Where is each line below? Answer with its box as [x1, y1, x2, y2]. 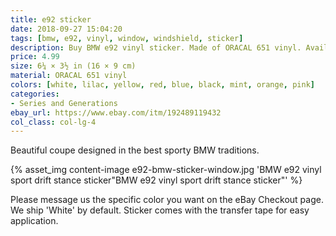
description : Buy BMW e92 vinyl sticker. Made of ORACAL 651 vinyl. [10, 42, 302, 53]
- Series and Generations [10, 98, 118, 108]
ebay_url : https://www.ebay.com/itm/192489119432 [10, 107, 222, 118]
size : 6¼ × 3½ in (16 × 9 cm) [10, 61, 137, 71]
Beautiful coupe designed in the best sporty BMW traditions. [10, 144, 260, 156]
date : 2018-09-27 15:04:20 [10, 24, 123, 34]
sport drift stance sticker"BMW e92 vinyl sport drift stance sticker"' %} [10, 174, 303, 186]
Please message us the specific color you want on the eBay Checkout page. [10, 194, 324, 206]
